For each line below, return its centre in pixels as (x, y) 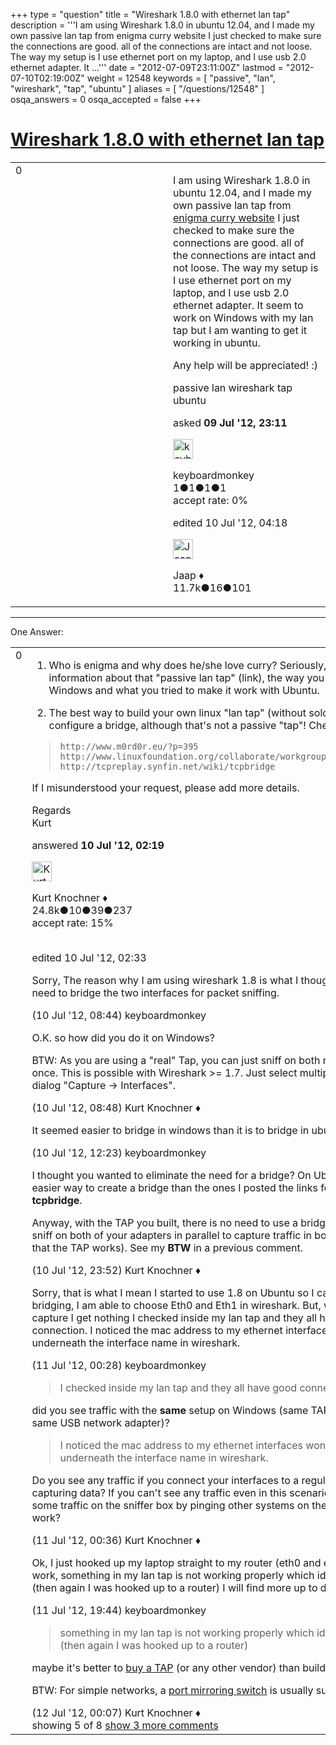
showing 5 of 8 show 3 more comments (125, 1725)
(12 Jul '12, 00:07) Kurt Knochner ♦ (116, 1712)
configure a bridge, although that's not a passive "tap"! (177, 725)
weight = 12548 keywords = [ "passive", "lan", (181, 78)
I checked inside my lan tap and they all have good (178, 1387)
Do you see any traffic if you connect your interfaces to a (165, 1480)
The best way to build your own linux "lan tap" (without (177, 712)
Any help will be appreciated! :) (246, 365)
